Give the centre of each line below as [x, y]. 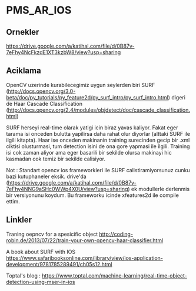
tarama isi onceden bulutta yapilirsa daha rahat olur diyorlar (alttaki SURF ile [98, 133]
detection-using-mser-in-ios [41, 282]
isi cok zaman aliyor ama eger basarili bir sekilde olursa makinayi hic [89, 152]
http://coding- [116, 234]
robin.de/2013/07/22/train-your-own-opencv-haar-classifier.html [85, 240]
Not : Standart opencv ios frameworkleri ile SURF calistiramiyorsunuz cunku [98, 170]
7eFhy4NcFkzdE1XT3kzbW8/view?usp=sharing [64, 52]
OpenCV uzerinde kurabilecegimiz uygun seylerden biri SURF [81, 85]
